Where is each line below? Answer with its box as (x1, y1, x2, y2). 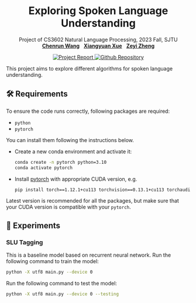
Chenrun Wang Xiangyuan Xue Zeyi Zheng (42, 42, 155, 49)
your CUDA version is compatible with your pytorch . (6, 204, 132, 211)
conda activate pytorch (14, 164, 73, 171)
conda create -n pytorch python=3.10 (14, 159, 107, 165)
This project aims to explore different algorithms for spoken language (6, 65, 173, 72)
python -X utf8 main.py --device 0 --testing (6, 291, 119, 297)
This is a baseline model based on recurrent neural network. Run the (6, 251, 171, 259)
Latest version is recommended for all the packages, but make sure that (6, 197, 180, 204)
